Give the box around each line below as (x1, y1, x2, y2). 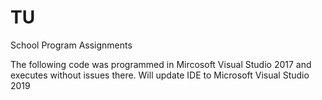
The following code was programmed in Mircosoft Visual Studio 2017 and (10, 58, 312, 70)
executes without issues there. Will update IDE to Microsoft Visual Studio (10, 69, 310, 81)
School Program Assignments (10, 39, 133, 51)
